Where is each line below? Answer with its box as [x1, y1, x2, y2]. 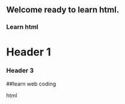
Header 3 [6, 66, 34, 75]
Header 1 [6, 45, 51, 59]
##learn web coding [6, 80, 56, 87]
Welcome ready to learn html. [6, 5, 120, 15]
